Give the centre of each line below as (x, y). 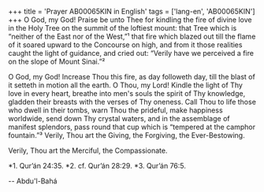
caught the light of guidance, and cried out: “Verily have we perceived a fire (131, 53)
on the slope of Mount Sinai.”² (57, 61)
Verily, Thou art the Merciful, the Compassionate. (88, 150)
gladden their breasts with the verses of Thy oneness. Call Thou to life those (132, 102)
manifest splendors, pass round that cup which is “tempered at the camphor (132, 127)
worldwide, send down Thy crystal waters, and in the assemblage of (119, 118)
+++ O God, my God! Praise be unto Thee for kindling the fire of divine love (130, 20)
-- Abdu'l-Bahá (33, 181)
